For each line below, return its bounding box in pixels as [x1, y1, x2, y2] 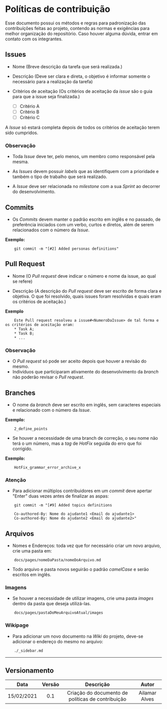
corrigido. [12, 445, 33, 452]
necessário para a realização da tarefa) [12, 78, 93, 84]
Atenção [5, 476, 26, 483]
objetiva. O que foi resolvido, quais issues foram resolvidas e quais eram [12, 293, 162, 299]
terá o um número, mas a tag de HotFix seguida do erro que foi [12, 440, 142, 446]
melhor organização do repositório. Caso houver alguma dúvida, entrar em [5, 30, 158, 36]
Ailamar [138, 690, 157, 697]
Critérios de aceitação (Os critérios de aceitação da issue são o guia [12, 88, 153, 94]
